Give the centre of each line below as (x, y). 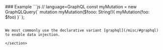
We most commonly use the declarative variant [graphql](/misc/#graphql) (82, 30)
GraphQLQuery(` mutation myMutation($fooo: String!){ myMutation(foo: (77, 12)
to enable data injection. (33, 35)
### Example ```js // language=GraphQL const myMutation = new (71, 7)
